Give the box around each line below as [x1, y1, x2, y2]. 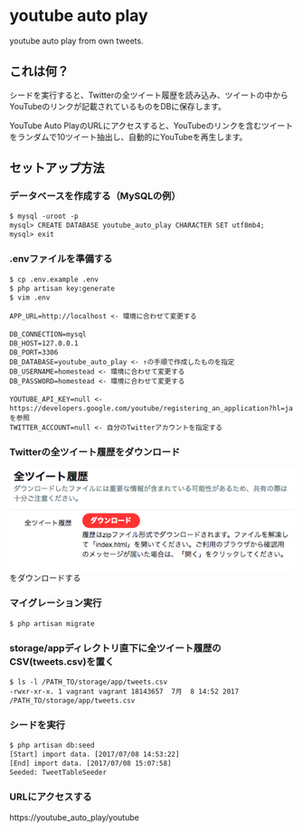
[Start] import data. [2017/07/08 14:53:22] [9, 750, 180, 760]
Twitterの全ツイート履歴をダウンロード [9, 445, 181, 458]
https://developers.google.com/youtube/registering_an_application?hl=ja [9, 403, 294, 412]
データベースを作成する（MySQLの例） [9, 190, 181, 203]
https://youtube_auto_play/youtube [9, 811, 140, 823]
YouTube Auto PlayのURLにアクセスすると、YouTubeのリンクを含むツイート [9, 119, 294, 131]
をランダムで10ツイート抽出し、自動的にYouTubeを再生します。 [9, 131, 248, 142]
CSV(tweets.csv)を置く [9, 655, 115, 667]
